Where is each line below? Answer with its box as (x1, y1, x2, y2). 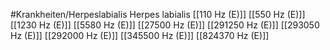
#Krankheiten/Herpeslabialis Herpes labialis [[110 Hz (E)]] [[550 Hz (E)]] (10, 9, 306, 20)
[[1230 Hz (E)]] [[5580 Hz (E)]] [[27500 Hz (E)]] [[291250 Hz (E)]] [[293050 (10, 19, 320, 31)
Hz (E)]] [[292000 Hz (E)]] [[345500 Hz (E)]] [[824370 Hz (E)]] (10, 30, 270, 41)
